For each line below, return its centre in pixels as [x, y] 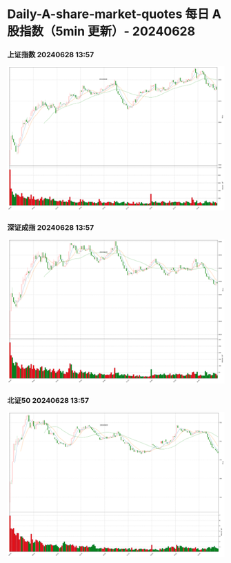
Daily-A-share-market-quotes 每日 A [114, 14]
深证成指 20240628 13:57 [51, 227]
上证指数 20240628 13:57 [51, 55]
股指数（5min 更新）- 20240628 [101, 31]
